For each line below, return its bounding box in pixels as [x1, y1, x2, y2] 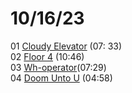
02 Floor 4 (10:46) [10, 50, 85, 62]
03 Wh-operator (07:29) [10, 61, 107, 73]
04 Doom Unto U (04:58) [10, 72, 113, 84]
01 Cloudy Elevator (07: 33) [10, 40, 123, 52]
